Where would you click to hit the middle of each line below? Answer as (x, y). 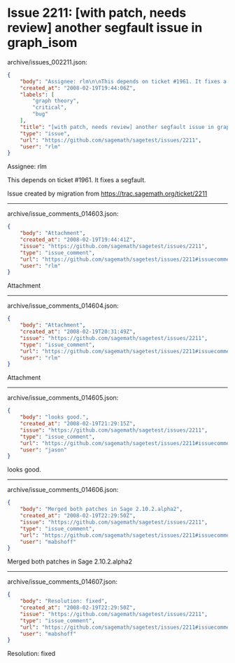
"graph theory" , (56, 101)
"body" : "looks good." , (55, 417)
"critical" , (50, 108)
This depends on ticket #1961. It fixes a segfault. (77, 180)
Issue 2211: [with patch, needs (97, 13)
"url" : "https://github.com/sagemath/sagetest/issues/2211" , (111, 140)
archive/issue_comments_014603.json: (63, 214)
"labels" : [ (37, 95)
